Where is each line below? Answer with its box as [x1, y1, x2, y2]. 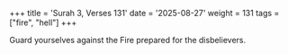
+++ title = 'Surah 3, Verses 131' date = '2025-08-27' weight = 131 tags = [9, 8, 280, 18]
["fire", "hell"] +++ [9, 17, 77, 28]
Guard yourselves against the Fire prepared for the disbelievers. [9, 35, 246, 45]
